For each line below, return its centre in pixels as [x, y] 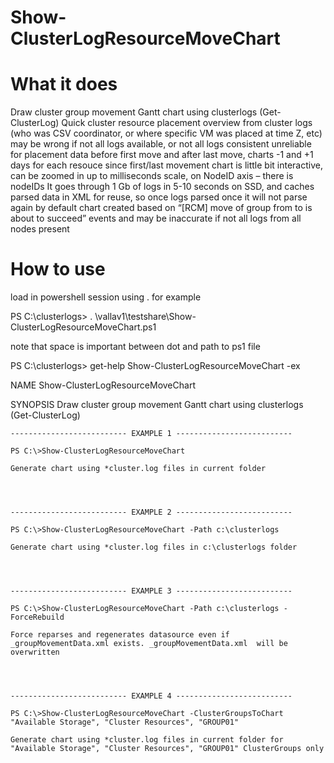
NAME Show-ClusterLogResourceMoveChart [103, 385]
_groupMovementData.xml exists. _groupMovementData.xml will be [149, 644]
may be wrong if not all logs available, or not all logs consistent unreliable [161, 144]
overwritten [35, 652]
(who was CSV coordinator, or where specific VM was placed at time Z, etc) [166, 133]
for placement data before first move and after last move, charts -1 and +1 [162, 155]
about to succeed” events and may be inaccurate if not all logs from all [156, 218]
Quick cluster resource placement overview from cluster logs [187, 123]
